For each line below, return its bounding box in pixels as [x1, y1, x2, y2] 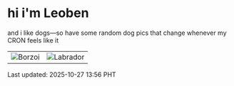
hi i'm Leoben [7, 5, 89, 21]
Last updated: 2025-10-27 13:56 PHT [7, 70, 116, 79]
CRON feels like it [7, 36, 59, 44]
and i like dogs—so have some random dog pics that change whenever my [7, 28, 227, 37]
